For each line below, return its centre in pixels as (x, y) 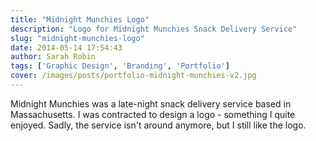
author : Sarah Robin (53, 57)
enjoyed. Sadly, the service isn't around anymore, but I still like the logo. (158, 125)
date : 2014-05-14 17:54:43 (66, 47)
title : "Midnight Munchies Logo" (80, 19)
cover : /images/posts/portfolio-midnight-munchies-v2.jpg (133, 76)
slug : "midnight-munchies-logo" (77, 38)
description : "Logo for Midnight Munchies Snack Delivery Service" (154, 29)
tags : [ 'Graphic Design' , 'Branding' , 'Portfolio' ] (120, 66)
